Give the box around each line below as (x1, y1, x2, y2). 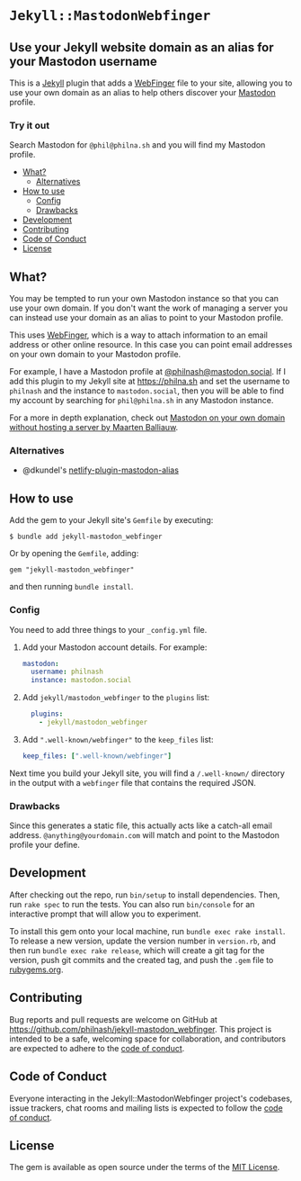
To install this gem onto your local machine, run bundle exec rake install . (9, 925, 286, 936)
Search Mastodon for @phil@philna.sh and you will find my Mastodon (9, 140, 266, 150)
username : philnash (31, 667, 104, 677)
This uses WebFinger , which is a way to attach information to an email (9, 329, 268, 340)
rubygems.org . (9, 964, 64, 975)
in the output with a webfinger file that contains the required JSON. (9, 777, 256, 788)
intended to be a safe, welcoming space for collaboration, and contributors (9, 1033, 286, 1044)
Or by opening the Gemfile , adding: (9, 548, 139, 559)
